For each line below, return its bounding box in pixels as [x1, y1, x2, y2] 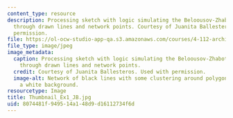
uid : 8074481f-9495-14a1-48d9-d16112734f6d [7, 101, 135, 108]
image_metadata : [7, 49, 54, 56]
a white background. [19, 81, 79, 88]
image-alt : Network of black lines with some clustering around [13, 74, 203, 82]
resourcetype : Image [7, 87, 67, 94]
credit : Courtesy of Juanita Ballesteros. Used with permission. [13, 68, 207, 75]
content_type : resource [7, 10, 76, 17]
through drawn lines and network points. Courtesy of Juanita [13, 23, 197, 30]
